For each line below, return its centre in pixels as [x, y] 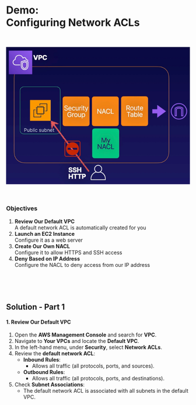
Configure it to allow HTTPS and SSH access [68, 252]
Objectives [22, 208]
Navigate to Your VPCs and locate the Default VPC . [77, 341]
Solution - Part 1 [36, 307]
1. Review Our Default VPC [38, 322]
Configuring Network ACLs [73, 23]
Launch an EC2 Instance [44, 234]
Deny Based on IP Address [47, 259]
